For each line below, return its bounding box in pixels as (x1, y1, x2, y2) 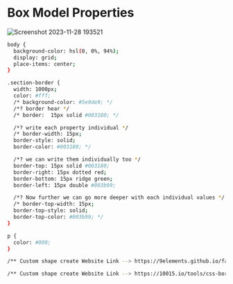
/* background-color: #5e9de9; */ (13, 98, 113, 105)
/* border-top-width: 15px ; (13, 201, 95, 208)
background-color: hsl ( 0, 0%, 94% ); (13, 47, 119, 55)
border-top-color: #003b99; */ (13, 213, 104, 221)
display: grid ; (13, 54, 58, 61)
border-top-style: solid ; (13, 207, 89, 214)
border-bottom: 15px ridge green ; (13, 175, 113, 182)
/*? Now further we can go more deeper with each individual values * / (13, 194, 225, 202)
